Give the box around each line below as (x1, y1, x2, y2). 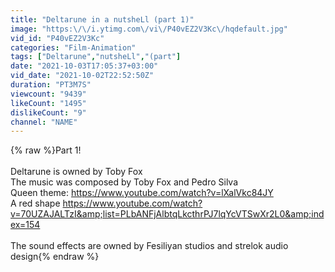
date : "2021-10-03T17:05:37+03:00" (10, 61, 159, 71)
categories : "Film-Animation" (10, 42, 137, 53)
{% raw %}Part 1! (10, 144, 82, 156)
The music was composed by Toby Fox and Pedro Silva (10, 176, 239, 188)
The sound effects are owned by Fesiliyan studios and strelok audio (10, 240, 289, 252)
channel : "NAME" (10, 117, 78, 127)
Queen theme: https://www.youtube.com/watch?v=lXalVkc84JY (10, 187, 274, 199)
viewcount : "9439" (10, 89, 87, 99)
